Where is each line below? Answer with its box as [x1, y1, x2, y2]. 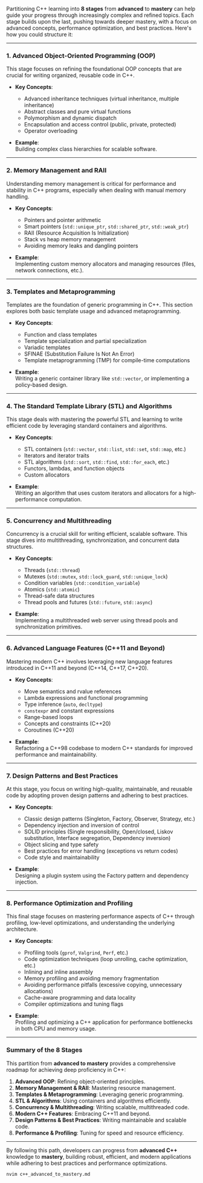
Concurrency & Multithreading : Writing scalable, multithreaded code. [14, 1103, 189, 1110]
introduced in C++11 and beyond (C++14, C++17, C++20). [6, 664, 149, 671]
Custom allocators [24, 471, 70, 478]
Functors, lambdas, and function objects [24, 465, 125, 472]
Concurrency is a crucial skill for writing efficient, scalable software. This [6, 530, 188, 538]
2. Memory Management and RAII [6, 166, 107, 175]
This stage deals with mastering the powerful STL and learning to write [6, 416, 183, 423]
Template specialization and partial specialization [24, 337, 147, 344]
